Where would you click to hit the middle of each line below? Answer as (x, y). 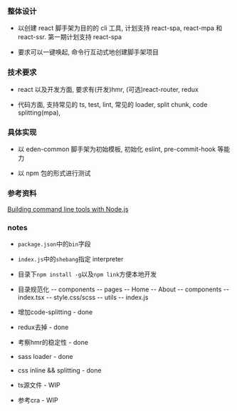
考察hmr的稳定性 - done (53, 343)
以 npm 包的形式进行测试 (54, 173)
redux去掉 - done (43, 327)
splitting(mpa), (39, 113)
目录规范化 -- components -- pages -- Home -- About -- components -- (123, 289)
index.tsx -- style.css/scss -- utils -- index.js (83, 298)
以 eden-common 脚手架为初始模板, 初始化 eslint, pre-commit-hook (116, 149)
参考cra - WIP (38, 400)
